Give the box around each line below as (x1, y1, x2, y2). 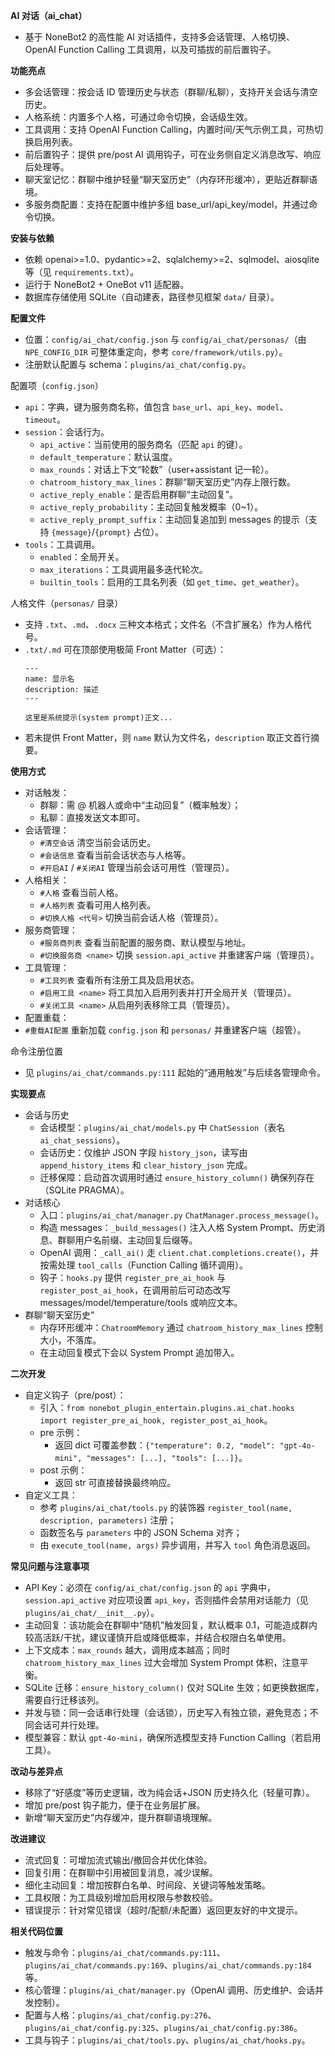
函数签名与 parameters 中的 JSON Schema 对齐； (39, 1527, 243, 1538)
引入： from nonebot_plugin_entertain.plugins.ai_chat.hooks (39, 1402, 295, 1413)
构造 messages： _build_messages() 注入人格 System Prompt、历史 (39, 1222, 317, 1233)
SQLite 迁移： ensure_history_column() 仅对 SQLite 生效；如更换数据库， (24, 1682, 325, 1693)
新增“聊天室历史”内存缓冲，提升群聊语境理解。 (24, 1812, 218, 1823)
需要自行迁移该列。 (24, 1694, 105, 1706)
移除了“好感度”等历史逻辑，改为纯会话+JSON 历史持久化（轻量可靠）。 (24, 1787, 315, 1798)
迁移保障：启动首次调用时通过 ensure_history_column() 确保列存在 (39, 1172, 315, 1183)
